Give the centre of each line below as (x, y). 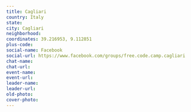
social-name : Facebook (34, 50)
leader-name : (22, 84)
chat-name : (20, 61)
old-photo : (20, 94)
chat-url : (19, 67)
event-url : (20, 78)
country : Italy (25, 17)
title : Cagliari (26, 12)
